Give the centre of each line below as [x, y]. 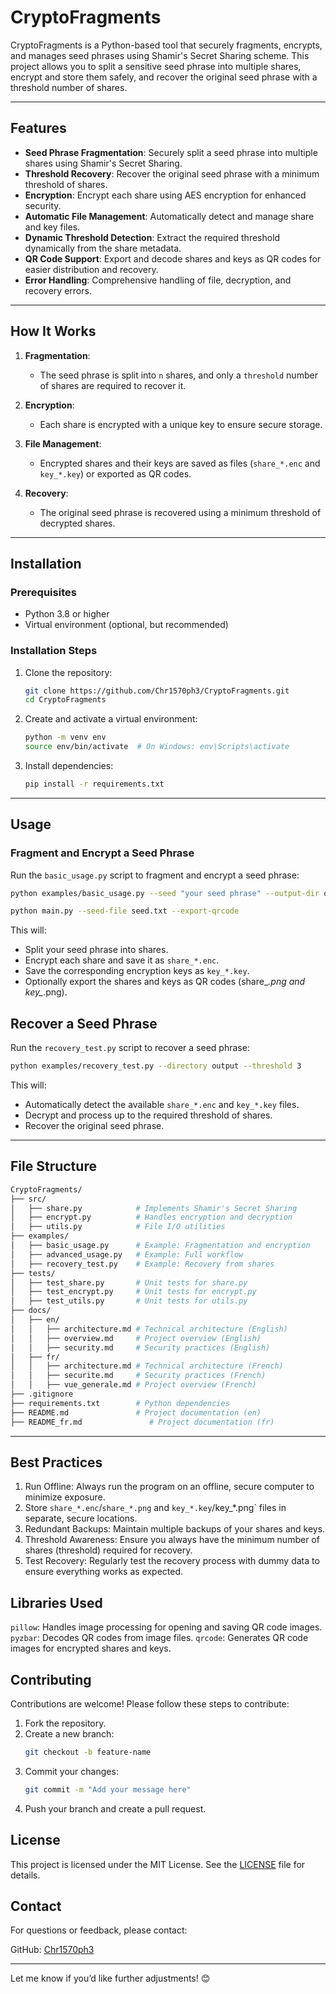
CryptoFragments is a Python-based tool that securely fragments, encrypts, [166, 45]
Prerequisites [43, 592]
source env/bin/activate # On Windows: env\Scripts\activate [157, 747]
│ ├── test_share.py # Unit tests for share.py [129, 1282]
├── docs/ [31, 1311]
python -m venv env [65, 737]
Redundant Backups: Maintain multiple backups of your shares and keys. [175, 1529]
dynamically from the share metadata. [103, 248]
